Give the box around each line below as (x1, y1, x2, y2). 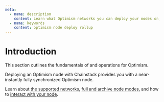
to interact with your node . (5, 91, 59, 97)
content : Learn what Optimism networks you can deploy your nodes (14, 16, 152, 21)
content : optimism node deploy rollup (14, 25, 93, 30)
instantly (5, 77, 23, 83)
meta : (5, 7, 16, 12)
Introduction (5, 46, 57, 57)
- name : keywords (9, 20, 45, 26)
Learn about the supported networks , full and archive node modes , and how (5, 86, 159, 92)
